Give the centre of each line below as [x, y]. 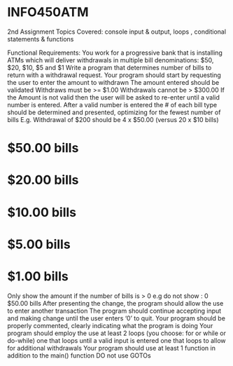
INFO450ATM [48, 12]
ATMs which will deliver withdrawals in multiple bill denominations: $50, [111, 60]
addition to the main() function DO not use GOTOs [79, 355]
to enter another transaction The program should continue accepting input [114, 311]
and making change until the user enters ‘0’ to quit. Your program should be [116, 318]
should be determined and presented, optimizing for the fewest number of [114, 112]
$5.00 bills [39, 244]
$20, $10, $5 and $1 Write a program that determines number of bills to [110, 67]
